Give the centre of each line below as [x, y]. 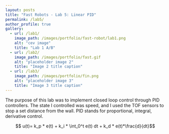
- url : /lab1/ [25, 33]
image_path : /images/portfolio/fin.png [57, 76]
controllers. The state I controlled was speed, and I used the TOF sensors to [84, 105]
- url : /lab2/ [25, 52]
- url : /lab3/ [25, 72]
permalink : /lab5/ [25, 19]
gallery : [14, 29]
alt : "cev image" [33, 43]
